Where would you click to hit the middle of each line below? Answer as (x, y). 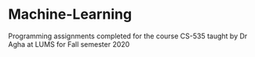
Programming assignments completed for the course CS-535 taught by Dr (128, 36)
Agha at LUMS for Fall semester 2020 (69, 44)
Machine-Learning (70, 14)
